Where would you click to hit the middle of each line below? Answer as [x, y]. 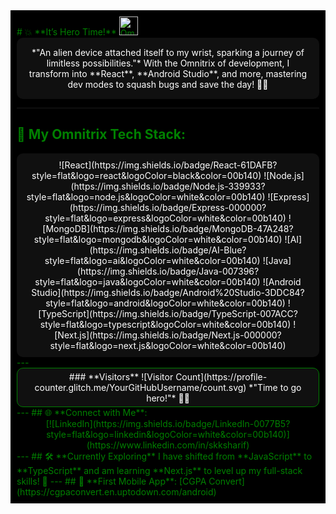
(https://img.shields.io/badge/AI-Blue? [168, 250]
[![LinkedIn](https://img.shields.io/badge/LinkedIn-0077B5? [168, 423]
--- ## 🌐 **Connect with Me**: [82, 412]
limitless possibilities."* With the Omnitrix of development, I [168, 63]
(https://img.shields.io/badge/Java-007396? [168, 271]
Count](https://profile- [221, 376]
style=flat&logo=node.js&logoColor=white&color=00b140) [146, 196]
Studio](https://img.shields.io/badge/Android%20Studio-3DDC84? [168, 292]
